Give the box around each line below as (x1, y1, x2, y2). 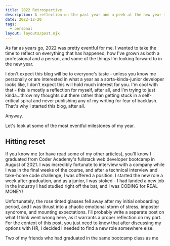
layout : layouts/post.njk (5, 31, 60, 36)
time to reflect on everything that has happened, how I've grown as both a (5, 50, 160, 56)
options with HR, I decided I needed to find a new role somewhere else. (5, 225, 154, 231)
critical (5, 98, 20, 104)
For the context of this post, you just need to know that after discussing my (5, 220, 161, 226)
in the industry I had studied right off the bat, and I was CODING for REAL (5, 183, 158, 189)
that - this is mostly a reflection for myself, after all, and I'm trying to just (5, 87, 156, 93)
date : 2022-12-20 (5, 17, 42, 22)
